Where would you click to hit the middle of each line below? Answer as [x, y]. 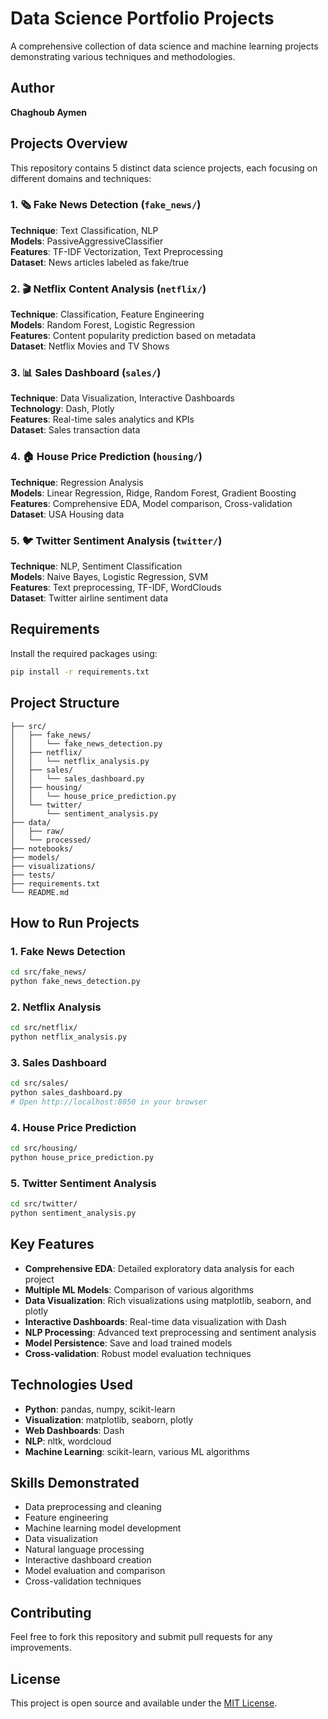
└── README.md [40, 892]
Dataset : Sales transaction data [75, 430]
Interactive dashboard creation [88, 1560]
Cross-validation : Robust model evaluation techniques [138, 1353]
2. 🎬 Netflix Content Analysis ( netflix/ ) [108, 289]
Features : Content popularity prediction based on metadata [133, 336]
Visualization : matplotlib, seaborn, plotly [109, 1419]
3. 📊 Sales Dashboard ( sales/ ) [86, 373]
